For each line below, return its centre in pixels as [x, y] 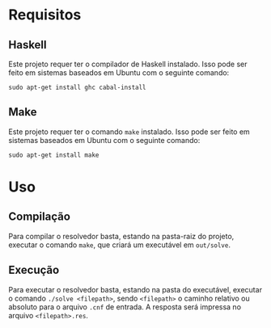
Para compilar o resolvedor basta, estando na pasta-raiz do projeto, [121, 236]
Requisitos [45, 15]
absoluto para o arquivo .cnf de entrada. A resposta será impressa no [125, 307]
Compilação [40, 217]
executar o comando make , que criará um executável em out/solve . [119, 245]
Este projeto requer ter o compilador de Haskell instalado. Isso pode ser [128, 64]
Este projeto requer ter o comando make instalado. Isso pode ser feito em [129, 132]
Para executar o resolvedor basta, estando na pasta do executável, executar [135, 289]
